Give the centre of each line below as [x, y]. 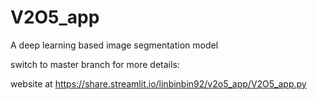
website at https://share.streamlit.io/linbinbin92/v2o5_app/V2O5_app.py [158, 83]
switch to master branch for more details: [95, 64]
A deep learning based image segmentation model [114, 45]
